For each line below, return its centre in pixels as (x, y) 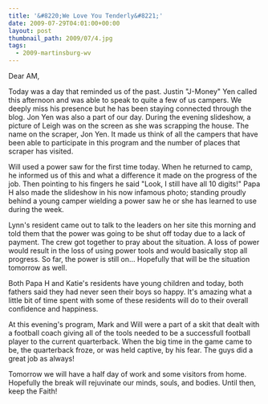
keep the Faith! (33, 391)
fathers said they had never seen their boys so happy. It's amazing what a (130, 292)
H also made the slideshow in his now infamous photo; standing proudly (127, 192)
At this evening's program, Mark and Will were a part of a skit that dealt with (134, 324)
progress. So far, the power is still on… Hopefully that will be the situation (129, 259)
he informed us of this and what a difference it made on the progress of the (133, 175)
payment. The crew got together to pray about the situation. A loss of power (134, 242)
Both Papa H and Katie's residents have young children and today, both (126, 283)
